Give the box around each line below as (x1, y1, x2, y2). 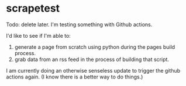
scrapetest (6, 2, 60, 15)
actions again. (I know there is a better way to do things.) (6, 73, 143, 80)
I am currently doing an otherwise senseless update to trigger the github (6, 67, 181, 74)
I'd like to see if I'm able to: (6, 32, 71, 39)
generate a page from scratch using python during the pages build (14, 43, 175, 51)
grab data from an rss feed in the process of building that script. (14, 56, 170, 63)
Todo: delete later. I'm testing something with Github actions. (6, 21, 153, 28)
